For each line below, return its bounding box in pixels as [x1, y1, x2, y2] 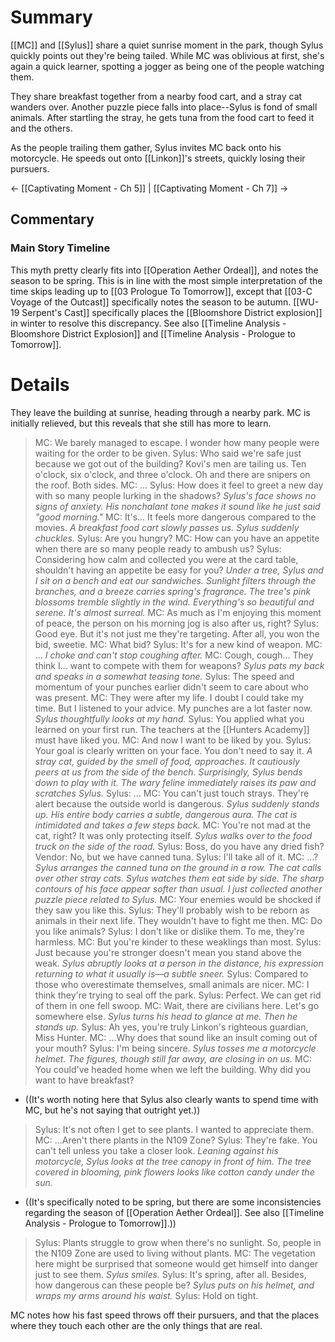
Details [10, 373, 70, 396]
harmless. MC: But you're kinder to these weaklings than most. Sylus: [34, 936, 322, 948]
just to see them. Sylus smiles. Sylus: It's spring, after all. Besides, [34, 1268, 307, 1280]
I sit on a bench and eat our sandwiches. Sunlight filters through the [34, 574, 317, 586]
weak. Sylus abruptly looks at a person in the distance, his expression [34, 957, 324, 969]
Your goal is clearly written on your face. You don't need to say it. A [34, 744, 313, 756]
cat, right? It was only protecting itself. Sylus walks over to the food [34, 829, 313, 841]
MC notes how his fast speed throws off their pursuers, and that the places [10, 1309, 320, 1321]
